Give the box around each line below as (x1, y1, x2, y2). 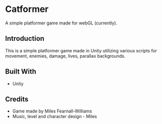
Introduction (5, 34, 45, 43)
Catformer (5, 3, 49, 15)
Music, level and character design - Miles (12, 114, 97, 120)
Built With (5, 67, 36, 76)
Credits (5, 95, 29, 103)
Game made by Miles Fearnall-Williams (12, 108, 92, 114)
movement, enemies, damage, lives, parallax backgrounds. (5, 53, 126, 59)
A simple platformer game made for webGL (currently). (5, 20, 118, 26)
